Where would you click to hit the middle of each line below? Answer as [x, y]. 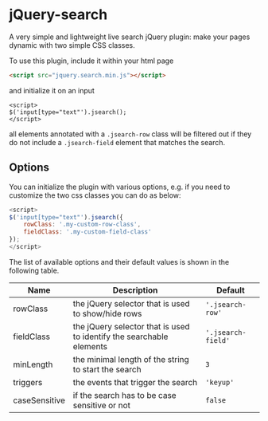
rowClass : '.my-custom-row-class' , [82, 225]
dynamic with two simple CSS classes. [72, 45]
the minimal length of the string [131, 359]
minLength [33, 364]
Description [135, 290]
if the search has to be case [125, 395]
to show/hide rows [107, 313]
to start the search [107, 369]
